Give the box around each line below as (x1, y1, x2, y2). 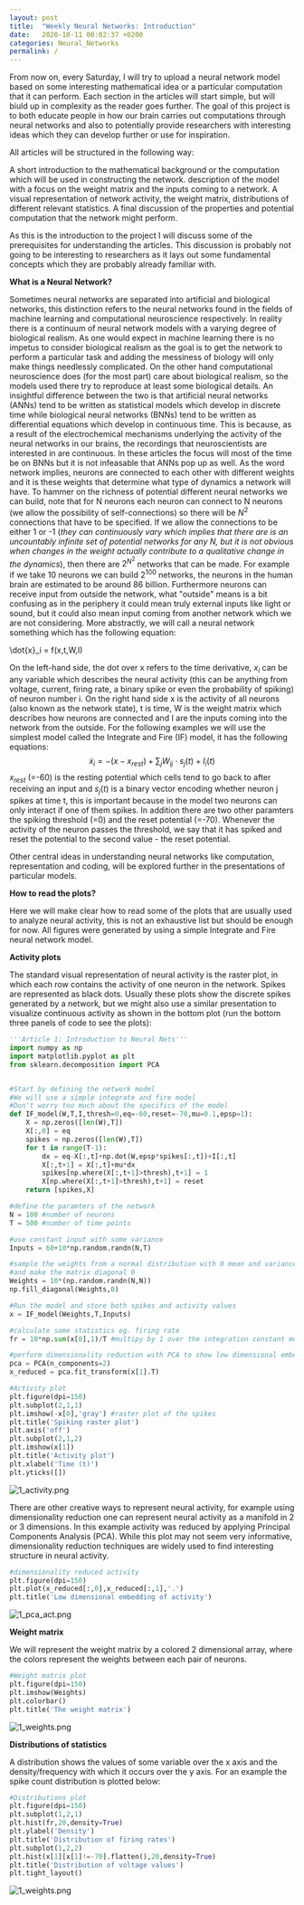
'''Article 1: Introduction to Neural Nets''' (9, 1035, 188, 1044)
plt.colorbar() (9, 1696, 67, 1706)
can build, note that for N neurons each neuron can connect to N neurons (9, 496, 283, 507)
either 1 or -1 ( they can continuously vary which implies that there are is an (9, 526, 289, 537)
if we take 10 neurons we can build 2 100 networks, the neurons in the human (9, 567, 294, 580)
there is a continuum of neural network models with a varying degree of (9, 323, 277, 334)
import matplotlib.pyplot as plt (9, 1052, 136, 1061)
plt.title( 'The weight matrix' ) (9, 1705, 131, 1714)
